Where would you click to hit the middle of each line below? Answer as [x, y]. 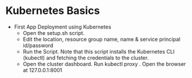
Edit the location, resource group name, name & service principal [102, 39]
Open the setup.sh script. [54, 33]
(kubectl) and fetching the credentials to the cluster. [86, 58]
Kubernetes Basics [53, 11]
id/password [38, 45]
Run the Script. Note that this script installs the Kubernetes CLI [99, 51]
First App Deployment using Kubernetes [62, 27]
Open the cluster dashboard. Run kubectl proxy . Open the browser [104, 64]
